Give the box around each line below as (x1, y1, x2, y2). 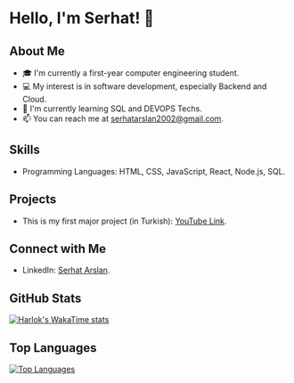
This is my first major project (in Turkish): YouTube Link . (21, 216, 227, 226)
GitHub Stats (9, 290, 82, 306)
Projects (9, 191, 57, 208)
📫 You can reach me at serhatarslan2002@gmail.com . (21, 113, 225, 124)
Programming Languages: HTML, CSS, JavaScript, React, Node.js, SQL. (21, 166, 286, 176)
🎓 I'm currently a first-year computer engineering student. (21, 68, 240, 78)
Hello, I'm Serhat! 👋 (9, 8, 154, 29)
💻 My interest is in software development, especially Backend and (21, 81, 267, 92)
